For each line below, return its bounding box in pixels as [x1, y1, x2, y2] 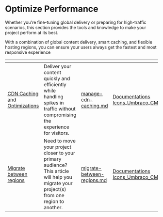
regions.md [81, 177, 107, 184]
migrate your [43, 180, 73, 186]
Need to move [43, 137, 76, 144]
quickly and [43, 75, 70, 82]
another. [43, 204, 63, 211]
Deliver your [43, 63, 72, 70]
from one [43, 192, 65, 199]
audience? [43, 161, 67, 168]
